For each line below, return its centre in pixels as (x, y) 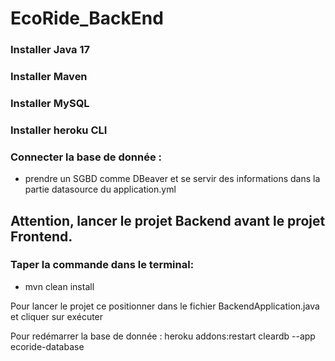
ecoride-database (47, 346)
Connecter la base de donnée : (86, 157)
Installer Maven (49, 77)
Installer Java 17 (50, 50)
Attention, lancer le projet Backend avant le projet (168, 220)
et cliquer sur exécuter (57, 316)
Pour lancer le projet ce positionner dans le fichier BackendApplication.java (165, 306)
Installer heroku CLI (59, 130)
